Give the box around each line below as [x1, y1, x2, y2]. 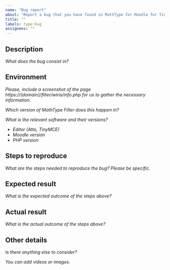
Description [5, 45, 43, 53]
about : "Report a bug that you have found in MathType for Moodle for [5, 12, 157, 17]
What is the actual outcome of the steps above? [5, 221, 106, 227]
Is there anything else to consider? [5, 249, 77, 255]
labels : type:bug [5, 21, 42, 27]
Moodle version [12, 132, 46, 138]
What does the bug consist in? [5, 58, 69, 64]
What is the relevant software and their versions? [5, 117, 108, 123]
